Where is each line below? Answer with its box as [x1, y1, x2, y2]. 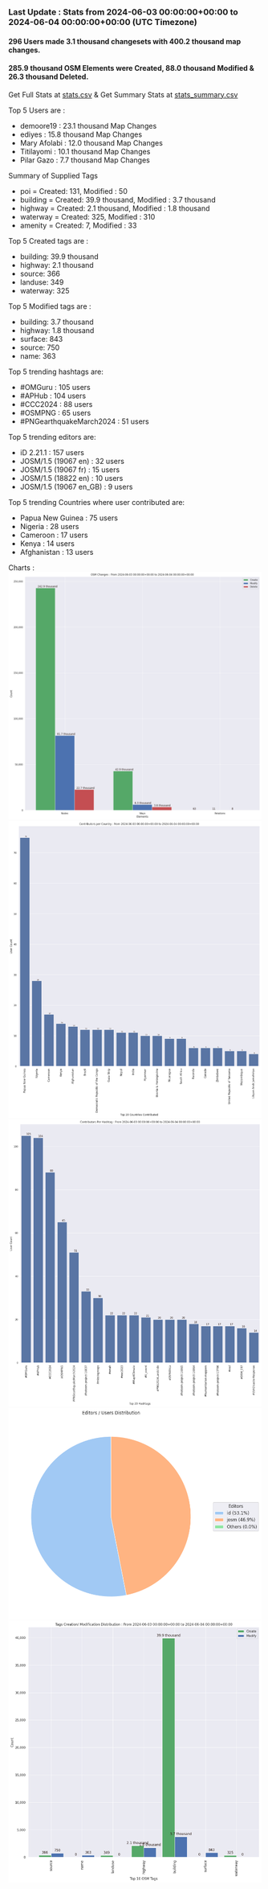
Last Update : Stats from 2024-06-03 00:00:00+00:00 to [8, 6, 238, 18]
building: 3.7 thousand [19, 317, 94, 326]
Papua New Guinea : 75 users [19, 513, 119, 523]
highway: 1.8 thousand [19, 325, 95, 335]
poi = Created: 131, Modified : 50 [19, 186, 128, 195]
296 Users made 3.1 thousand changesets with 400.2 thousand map [8, 36, 242, 46]
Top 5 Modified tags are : [8, 301, 91, 311]
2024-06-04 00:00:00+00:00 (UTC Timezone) [8, 16, 198, 27]
